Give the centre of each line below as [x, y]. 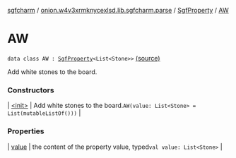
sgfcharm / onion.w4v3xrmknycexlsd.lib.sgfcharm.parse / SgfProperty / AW [118, 10]
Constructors [31, 90]
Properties [26, 131]
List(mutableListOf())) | [44, 113]
